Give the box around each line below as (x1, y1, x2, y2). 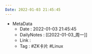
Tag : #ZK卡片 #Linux (19, 43, 63, 49)
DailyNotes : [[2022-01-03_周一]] (19, 31, 88, 37)
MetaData (12, 21, 33, 27)
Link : (19, 37, 31, 43)
